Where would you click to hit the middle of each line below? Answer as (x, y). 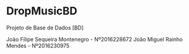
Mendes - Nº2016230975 (38, 46)
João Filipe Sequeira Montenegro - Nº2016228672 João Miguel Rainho (94, 39)
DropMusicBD (42, 11)
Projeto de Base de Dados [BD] (45, 28)
